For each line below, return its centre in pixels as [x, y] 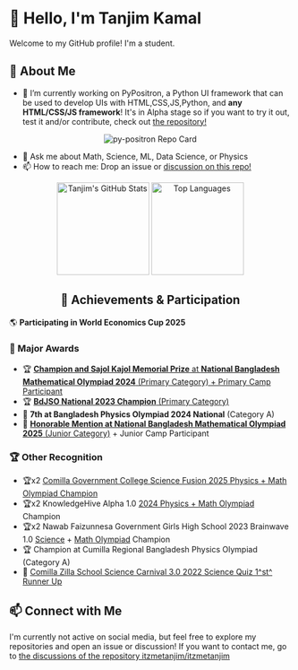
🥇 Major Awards [44, 349]
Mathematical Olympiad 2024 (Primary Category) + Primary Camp [146, 381]
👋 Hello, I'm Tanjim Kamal [106, 18]
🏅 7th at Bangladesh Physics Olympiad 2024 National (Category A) [148, 414]
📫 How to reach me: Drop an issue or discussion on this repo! [137, 166]
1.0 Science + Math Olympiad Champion [96, 539]
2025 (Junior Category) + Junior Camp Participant [115, 433]
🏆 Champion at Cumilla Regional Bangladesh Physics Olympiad [140, 550]
